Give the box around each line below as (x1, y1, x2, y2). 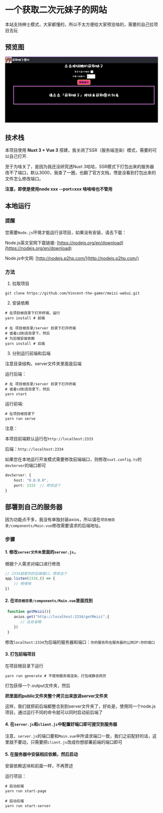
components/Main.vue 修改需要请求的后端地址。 (11, 523, 103, 529)
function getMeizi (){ (7, 609, 51, 614)
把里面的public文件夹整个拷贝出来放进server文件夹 (5, 693, 108, 699)
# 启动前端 (5, 784, 24, 789)
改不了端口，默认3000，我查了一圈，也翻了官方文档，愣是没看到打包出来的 (5, 170, 156, 175)
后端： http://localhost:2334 (5, 446, 64, 452)
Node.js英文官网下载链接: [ (5, 240, 59, 245)
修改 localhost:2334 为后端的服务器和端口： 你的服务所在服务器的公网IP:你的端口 (5, 639, 155, 645)
